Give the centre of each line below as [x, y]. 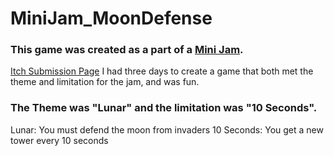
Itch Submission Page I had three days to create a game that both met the [162, 71]
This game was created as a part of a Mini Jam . [127, 50]
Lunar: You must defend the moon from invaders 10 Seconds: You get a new [167, 129]
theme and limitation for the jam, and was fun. [105, 82]
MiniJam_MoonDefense [111, 18]
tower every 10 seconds [59, 140]
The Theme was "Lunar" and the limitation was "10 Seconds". [164, 108]
